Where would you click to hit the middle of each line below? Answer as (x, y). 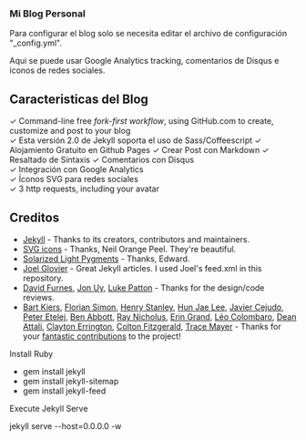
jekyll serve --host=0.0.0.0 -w (66, 425)
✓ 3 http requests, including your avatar (84, 189)
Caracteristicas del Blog (79, 99)
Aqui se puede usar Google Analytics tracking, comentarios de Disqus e (144, 61)
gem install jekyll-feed (64, 391)
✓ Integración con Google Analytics (76, 169)
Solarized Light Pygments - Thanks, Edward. (106, 259)
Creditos (35, 217)
